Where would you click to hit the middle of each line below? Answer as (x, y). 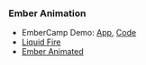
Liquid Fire (41, 42)
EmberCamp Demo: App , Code (79, 33)
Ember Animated (53, 52)
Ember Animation (47, 13)
